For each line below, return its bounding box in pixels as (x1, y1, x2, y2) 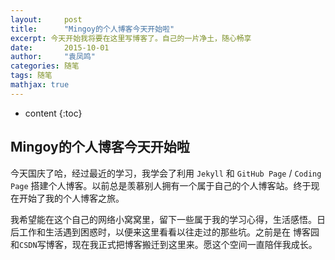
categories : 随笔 (10, 61, 80, 71)
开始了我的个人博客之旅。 (18, 192, 125, 204)
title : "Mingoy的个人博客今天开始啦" (10, 24, 175, 34)
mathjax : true (10, 80, 70, 90)
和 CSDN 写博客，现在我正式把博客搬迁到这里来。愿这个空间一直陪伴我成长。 (10, 238, 318, 250)
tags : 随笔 (10, 71, 53, 81)
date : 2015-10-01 (10, 42, 110, 53)
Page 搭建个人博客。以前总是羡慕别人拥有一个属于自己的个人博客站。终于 (10, 179, 312, 191)
